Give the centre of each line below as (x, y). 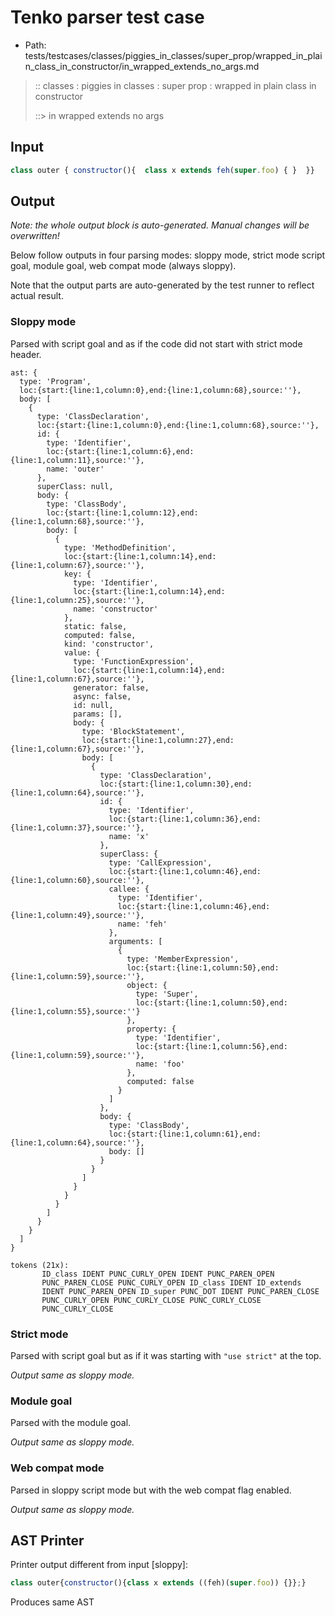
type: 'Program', (55, 381)
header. (26, 354)
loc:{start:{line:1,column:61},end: (185, 1134)
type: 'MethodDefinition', (120, 547)
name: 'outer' (75, 469)
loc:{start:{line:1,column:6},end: (120, 451)
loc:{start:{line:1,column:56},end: (211, 1046)
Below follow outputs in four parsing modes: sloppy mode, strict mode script (168, 255)
